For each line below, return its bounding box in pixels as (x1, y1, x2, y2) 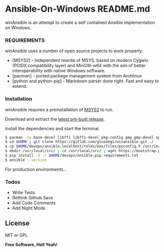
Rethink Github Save (12, 195, 53, 201)
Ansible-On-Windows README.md (5, 3, 150, 15)
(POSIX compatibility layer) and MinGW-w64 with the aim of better (12, 62, 146, 69)
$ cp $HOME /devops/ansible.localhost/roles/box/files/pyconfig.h (5, 144, 141, 149)
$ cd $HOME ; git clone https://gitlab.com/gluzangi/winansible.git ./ (5, 139, 154, 144)
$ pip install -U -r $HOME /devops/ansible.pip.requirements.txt (5, 153, 139, 158)
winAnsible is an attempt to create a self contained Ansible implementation (5, 19, 155, 25)
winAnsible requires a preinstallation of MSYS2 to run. (5, 106, 114, 113)
